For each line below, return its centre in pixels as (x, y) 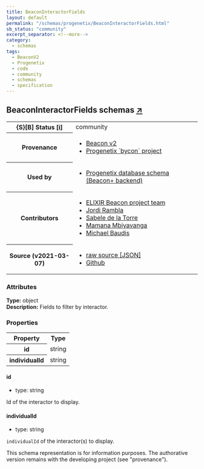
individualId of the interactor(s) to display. (60, 441)
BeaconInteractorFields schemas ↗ (74, 110)
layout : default (27, 18)
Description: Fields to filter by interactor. (57, 307)
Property (27, 338)
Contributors (39, 218)
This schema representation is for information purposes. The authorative (97, 453)
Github (95, 263)
